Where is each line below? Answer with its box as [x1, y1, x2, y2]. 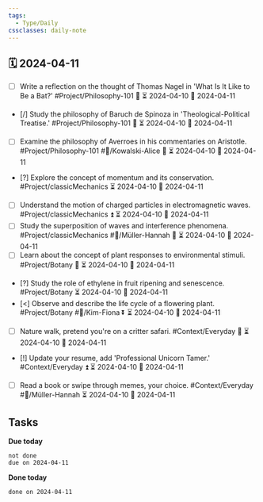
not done [8, 452, 37, 460]
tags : [8, 11, 26, 20]
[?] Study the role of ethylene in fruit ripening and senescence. [19, 278, 225, 288]
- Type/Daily [15, 19, 59, 27]
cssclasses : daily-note [8, 26, 87, 34]
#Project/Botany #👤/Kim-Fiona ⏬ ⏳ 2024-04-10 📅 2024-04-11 [19, 307, 221, 317]
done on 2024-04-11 [8, 489, 73, 496]
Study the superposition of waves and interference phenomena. [19, 221, 229, 231]
